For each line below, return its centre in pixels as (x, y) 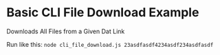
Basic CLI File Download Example (103, 13)
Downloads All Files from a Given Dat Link (66, 31)
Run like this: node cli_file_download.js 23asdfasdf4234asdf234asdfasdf (110, 44)
